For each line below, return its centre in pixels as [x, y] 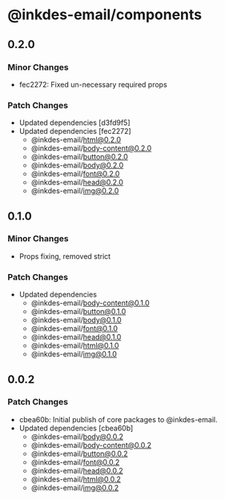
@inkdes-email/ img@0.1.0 [74, 354]
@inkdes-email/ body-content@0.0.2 [91, 445]
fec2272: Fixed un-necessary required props [93, 84]
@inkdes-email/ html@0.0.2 [76, 479]
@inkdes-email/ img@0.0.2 [75, 487]
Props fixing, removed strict [65, 256]
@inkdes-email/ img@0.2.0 [75, 191]
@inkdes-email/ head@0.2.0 [77, 183]
